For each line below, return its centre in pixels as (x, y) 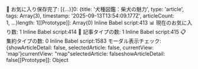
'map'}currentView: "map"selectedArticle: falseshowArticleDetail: (86, 54)
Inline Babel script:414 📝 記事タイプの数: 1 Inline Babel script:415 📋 (104, 32)
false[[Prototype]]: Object (38, 60)
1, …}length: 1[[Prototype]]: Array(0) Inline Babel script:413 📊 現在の (89, 23)
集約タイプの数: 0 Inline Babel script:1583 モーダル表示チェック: (84, 41)
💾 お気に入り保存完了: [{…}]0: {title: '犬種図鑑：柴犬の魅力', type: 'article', (95, 9)
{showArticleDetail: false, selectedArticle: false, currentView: (80, 47)
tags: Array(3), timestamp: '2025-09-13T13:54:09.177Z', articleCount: (90, 16)
